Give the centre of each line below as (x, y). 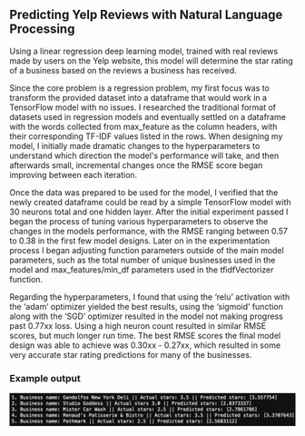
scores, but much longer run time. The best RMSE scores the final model (145, 335)
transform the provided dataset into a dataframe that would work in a (138, 97)
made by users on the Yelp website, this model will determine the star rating (151, 60)
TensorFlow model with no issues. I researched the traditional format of (143, 107)
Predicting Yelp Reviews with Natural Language (146, 15)
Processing (42, 30)
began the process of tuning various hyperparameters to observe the (139, 221)
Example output (45, 378)
